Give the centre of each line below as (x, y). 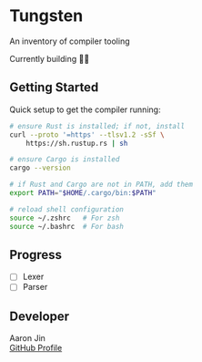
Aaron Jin (27, 338)
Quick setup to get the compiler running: (85, 109)
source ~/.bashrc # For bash (67, 226)
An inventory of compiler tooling (70, 41)
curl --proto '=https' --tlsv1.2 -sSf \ (87, 134)
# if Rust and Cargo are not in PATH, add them (101, 185)
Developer (40, 316)
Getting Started (54, 88)
